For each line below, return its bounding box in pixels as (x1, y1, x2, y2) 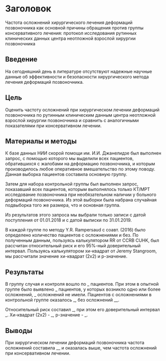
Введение (5, 55, 38, 64)
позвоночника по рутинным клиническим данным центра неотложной (5, 112, 156, 118)
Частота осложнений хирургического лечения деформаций (5, 19, 133, 25)
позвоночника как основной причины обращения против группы (5, 24, 144, 30)
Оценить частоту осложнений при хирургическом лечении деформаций (5, 107, 160, 113)
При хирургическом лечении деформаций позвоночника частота (5, 340, 145, 346)
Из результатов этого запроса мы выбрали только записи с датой (5, 212, 146, 218)
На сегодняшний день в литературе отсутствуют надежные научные (5, 68, 152, 74)
